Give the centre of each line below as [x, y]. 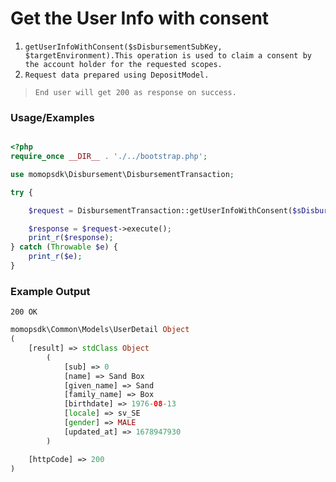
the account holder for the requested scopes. [123, 64]
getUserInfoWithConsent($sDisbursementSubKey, [123, 47]
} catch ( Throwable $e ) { [64, 247]
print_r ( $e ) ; [55, 257]
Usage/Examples [52, 117]
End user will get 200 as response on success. [135, 92]
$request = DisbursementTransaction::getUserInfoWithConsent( [160, 210]
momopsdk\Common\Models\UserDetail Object [100, 330]
